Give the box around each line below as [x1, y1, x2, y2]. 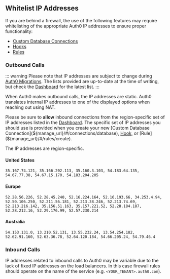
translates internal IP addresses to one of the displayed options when [5, 99, 150, 105]
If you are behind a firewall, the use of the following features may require [5, 17, 157, 23]
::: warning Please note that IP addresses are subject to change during [5, 73, 152, 79]
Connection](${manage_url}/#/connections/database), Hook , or [5, 130, 139, 136]
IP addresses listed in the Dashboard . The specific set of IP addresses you [5, 119, 161, 126]
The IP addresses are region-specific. [5, 145, 84, 151]
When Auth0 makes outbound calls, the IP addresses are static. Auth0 [5, 94, 152, 100]
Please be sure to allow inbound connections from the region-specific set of [5, 114, 165, 121]
